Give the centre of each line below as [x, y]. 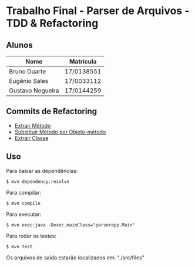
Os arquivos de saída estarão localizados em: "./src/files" [75, 258]
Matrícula [83, 61]
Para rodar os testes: [31, 236]
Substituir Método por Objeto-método [60, 132]
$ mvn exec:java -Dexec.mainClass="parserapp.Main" [70, 225]
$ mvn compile [23, 203]
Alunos [20, 45]
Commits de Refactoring [52, 111]
